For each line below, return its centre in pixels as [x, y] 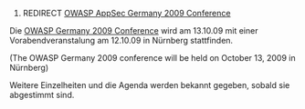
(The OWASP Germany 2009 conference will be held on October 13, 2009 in [152, 58]
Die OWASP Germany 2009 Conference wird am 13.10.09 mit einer [134, 30]
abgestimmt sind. [42, 95]
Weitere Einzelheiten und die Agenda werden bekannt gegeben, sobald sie [150, 85]
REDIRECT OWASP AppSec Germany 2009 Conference [126, 13]
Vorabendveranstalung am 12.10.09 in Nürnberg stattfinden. [121, 40]
